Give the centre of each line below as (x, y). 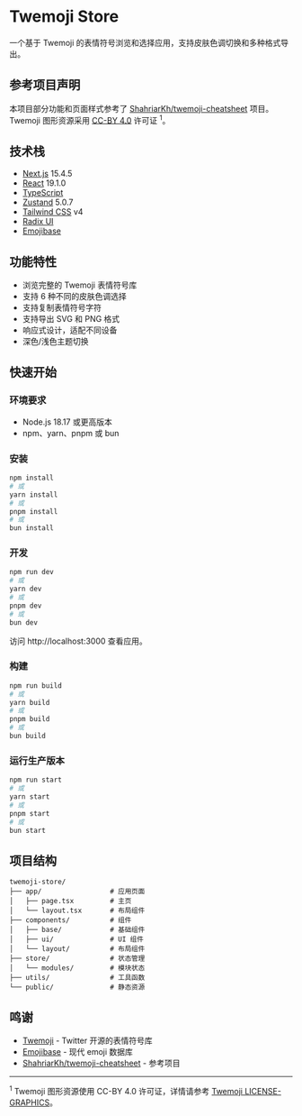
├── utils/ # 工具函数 (77, 978)
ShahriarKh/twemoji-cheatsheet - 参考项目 (101, 1063)
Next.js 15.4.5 (47, 174)
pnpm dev (26, 606)
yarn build (30, 702)
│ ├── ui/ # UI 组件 (76, 939)
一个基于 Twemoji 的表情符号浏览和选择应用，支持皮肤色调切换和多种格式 (145, 42)
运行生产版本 (37, 761)
